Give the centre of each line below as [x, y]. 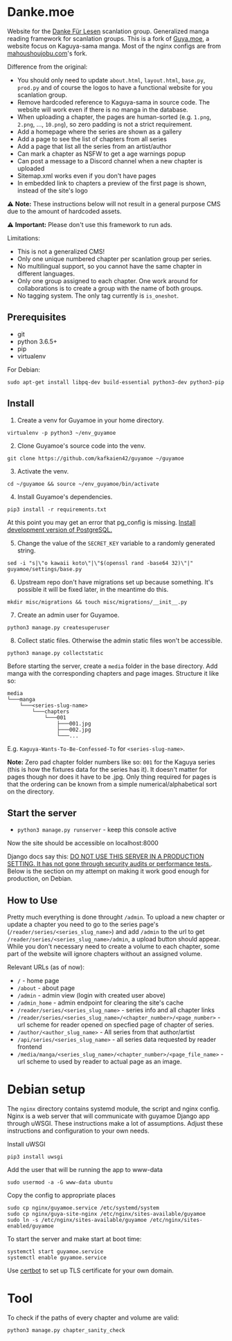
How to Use [33, 900]
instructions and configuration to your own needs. [79, 1131]
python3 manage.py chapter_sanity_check [66, 1331]
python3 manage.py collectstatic [55, 653]
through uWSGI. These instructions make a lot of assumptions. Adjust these [115, 1124]
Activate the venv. [43, 471]
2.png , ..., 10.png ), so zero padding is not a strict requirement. [105, 124]
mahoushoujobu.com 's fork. [47, 53]
